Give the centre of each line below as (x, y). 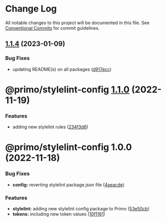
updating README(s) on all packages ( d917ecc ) (62, 69)
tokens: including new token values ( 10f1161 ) (59, 214)
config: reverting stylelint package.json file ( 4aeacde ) (68, 185)
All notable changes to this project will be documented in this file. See (77, 23)
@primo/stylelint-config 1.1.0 (67, 89)
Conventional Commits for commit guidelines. (52, 28)
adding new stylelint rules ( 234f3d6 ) (50, 127)
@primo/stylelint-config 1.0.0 (69, 147)
